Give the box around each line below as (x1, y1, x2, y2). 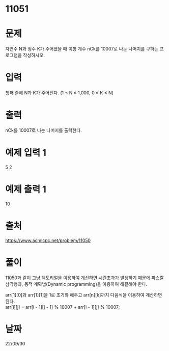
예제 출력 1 (5, 184, 47, 195)
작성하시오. (22, 52, 45, 59)
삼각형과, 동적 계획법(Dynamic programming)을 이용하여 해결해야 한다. (5, 281, 148, 287)
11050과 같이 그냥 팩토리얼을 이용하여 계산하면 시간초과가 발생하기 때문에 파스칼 (5, 275, 164, 281)
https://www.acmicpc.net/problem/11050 (5, 237, 91, 244)
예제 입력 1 (5, 147, 47, 158)
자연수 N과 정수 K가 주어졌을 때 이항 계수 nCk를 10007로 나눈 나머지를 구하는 (5, 46, 159, 52)
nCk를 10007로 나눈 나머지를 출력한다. (5, 127, 82, 133)
